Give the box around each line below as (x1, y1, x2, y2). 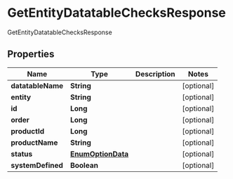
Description (135, 69, 175, 78)
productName (11, 138, 58, 148)
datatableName (11, 80, 64, 90)
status (11, 149, 33, 159)
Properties (7, 48, 55, 60)
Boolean (69, 160, 98, 170)
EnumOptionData (69, 149, 129, 159)
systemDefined (11, 160, 63, 170)
